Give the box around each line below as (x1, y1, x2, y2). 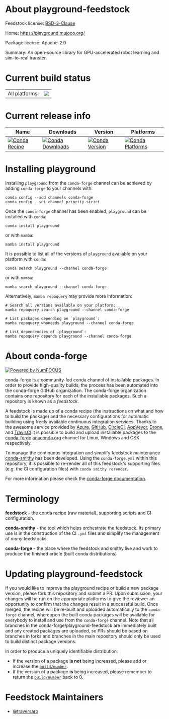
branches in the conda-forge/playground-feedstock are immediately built (5, 622, 157, 628)
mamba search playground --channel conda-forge (5, 284, 107, 289)
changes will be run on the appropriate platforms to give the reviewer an (5, 595, 155, 602)
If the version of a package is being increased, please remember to (12, 668, 152, 675)
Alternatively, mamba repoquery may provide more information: (5, 293, 132, 299)
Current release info (5, 110, 91, 122)
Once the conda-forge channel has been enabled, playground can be (5, 208, 147, 214)
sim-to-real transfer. (5, 54, 47, 61)
